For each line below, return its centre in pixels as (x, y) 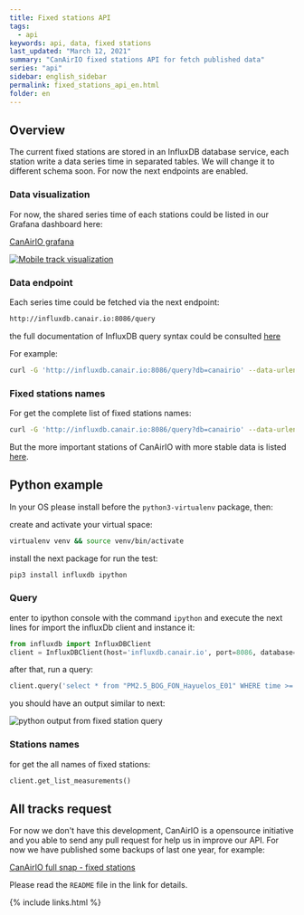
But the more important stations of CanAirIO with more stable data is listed (148, 447)
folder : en (30, 93)
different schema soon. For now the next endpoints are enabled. (129, 171)
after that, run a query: (51, 670)
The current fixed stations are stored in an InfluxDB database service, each (149, 152)
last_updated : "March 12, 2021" (70, 52)
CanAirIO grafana (42, 242)
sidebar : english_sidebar (58, 77)
